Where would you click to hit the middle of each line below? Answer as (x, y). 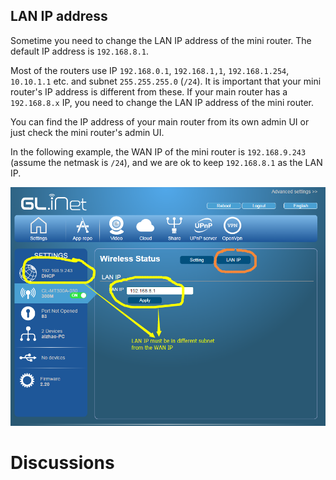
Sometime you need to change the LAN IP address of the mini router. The (161, 40)
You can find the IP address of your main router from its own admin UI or (160, 121)
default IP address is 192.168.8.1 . (80, 51)
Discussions (62, 463)
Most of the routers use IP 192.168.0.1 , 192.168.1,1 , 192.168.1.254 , (150, 70)
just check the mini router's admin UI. (87, 132)
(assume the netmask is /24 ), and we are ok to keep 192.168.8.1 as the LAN (166, 162)
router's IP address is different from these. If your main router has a (149, 91)
